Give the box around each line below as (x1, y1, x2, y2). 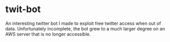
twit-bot (5, 4, 41, 15)
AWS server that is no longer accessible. (5, 31, 91, 37)
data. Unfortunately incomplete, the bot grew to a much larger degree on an (5, 25, 165, 31)
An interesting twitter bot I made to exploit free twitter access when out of (5, 20, 161, 26)
